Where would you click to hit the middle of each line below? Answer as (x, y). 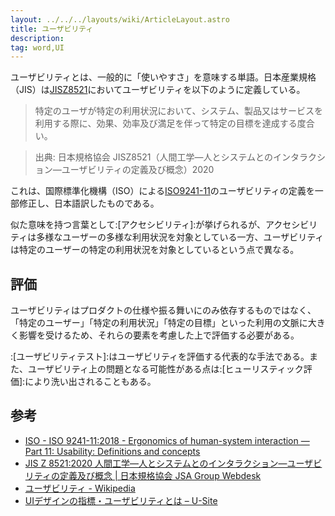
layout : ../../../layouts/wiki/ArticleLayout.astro (120, 19)
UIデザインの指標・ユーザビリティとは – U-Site (121, 500)
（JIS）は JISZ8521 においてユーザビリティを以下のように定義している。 (158, 90)
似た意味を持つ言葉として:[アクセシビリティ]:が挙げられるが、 (138, 225)
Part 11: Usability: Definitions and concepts (112, 451)
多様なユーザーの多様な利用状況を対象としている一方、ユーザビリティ (180, 237)
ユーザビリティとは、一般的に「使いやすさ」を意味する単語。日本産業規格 (163, 77)
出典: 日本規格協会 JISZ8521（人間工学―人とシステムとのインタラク (175, 157)
